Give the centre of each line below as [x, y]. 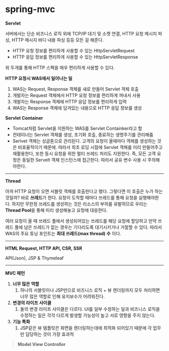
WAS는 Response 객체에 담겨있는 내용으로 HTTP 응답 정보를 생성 [77, 108]
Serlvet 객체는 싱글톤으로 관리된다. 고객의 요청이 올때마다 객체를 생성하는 [84, 141]
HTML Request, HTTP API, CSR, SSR [44, 248]
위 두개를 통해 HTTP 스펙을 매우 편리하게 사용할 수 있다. [60, 67]
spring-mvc [30, 9]
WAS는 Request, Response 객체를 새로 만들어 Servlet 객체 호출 [76, 89]
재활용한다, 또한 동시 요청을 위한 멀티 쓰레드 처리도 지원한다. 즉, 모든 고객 [84, 153]
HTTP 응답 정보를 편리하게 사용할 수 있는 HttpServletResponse [75, 57]
